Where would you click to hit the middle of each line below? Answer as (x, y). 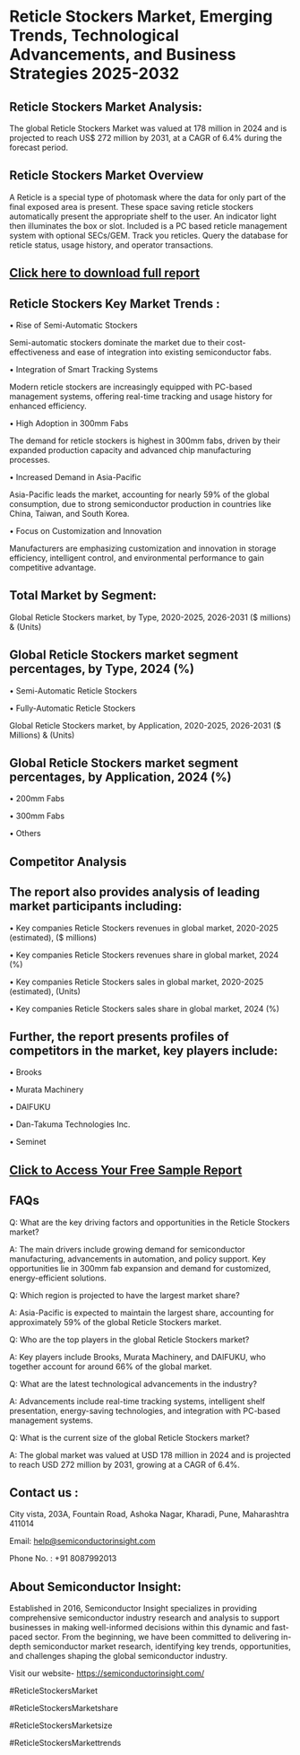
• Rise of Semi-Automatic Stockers (73, 326)
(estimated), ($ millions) (53, 937)
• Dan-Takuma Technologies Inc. (70, 1124)
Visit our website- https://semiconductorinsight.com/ (107, 1673)
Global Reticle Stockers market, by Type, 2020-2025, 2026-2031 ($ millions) (150, 617)
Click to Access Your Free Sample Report (126, 1170)
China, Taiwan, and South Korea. (69, 514)
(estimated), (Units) (45, 991)
